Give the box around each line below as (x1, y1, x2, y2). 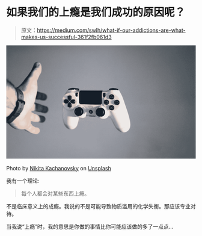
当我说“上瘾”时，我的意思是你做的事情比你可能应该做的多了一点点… (6, 223, 174, 230)
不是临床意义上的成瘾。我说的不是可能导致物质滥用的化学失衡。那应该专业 (6, 202, 191, 210)
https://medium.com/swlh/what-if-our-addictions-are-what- (37, 26, 186, 34)
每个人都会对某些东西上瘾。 (20, 190, 90, 197)
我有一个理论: (6, 177, 40, 184)
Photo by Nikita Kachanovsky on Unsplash (6, 164, 111, 172)
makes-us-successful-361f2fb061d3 (20, 33, 112, 40)
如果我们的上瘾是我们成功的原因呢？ (6, 5, 186, 19)
